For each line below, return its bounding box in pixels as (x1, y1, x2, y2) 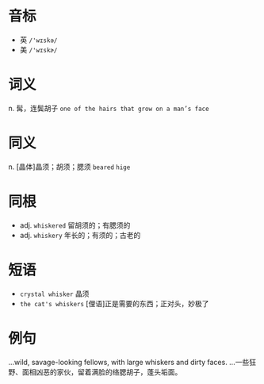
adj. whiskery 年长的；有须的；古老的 (19, 230, 141, 240)
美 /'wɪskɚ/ (19, 44, 58, 54)
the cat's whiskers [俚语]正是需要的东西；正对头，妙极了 (19, 298, 209, 308)
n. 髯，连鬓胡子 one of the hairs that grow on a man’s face (8, 103, 209, 113)
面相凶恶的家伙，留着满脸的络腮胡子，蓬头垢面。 (21, 367, 182, 377)
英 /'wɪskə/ (19, 35, 58, 44)
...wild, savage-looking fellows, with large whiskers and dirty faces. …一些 (8, 357, 250, 367)
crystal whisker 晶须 (19, 289, 90, 298)
